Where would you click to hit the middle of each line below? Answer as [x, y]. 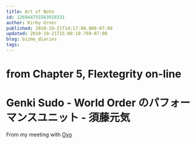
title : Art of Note [30, 12]
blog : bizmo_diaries [32, 39]
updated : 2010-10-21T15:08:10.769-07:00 [57, 34]
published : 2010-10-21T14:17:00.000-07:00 [59, 28]
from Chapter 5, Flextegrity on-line [94, 74]
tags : [13, 45]
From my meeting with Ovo [39, 135]
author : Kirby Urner [32, 23]
